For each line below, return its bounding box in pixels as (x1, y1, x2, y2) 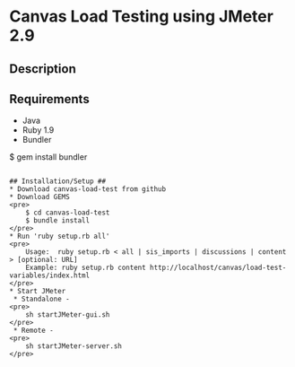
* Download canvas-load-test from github (9, 185, 167, 194)
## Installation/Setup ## (9, 177, 106, 186)
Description (9, 61, 76, 76)
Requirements (9, 92, 90, 107)
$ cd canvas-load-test (25, 208, 110, 217)
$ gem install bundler (9, 152, 88, 162)
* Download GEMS (9, 193, 70, 202)
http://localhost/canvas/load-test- (149, 263, 287, 273)
